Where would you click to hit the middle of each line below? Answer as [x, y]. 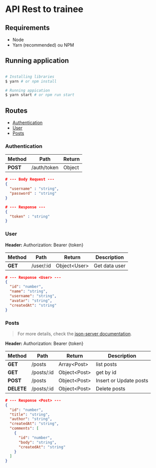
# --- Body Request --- [30, 179]
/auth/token [45, 168]
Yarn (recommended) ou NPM [43, 45]
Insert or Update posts [122, 380]
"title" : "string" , [30, 414]
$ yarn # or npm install [31, 81]
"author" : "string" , [31, 419]
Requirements [27, 28]
